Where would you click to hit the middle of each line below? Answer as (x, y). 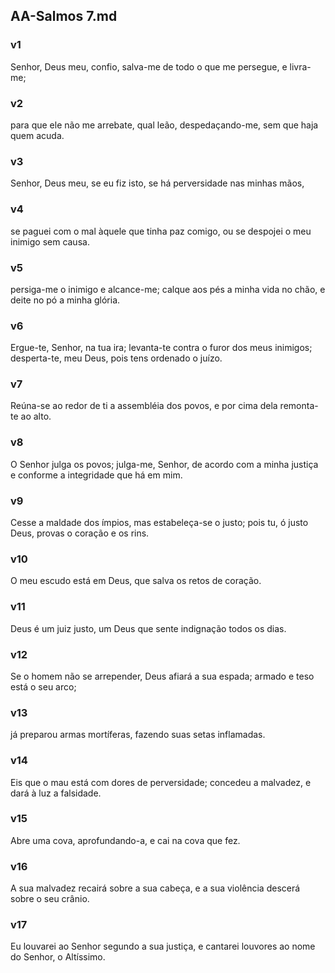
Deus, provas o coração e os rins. (80, 533)
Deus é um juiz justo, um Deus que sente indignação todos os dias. (148, 628)
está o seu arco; (43, 686)
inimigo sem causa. (50, 241)
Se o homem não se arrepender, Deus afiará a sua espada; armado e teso (162, 676)
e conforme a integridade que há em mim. (96, 475)
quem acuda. (37, 135)
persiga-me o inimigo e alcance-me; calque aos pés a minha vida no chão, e (168, 289)
